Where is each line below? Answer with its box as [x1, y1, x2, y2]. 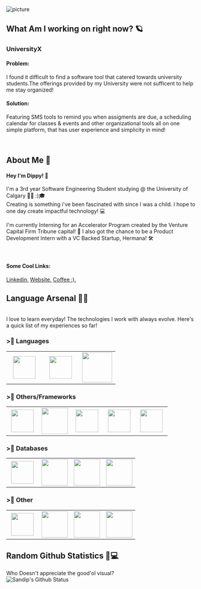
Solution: [6, 100, 30, 107]
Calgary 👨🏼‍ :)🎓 [6, 192, 46, 199]
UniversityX [6, 45, 42, 54]
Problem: [6, 60, 30, 67]
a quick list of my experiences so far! [6, 322, 98, 329]
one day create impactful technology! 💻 [6, 208, 106, 215]
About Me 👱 [6, 155, 51, 166]
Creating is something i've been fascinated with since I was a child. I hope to [6, 201, 196, 208]
